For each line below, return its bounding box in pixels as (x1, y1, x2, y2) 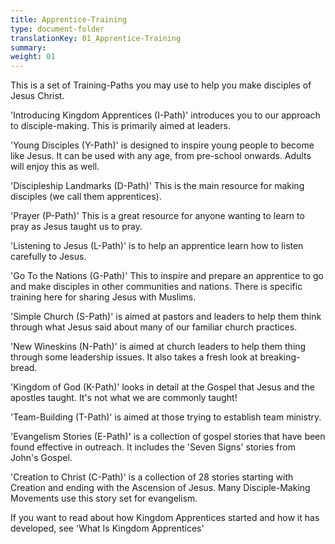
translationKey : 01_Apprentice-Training (10, 33, 182, 43)
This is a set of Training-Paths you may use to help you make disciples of (10, 79, 312, 91)
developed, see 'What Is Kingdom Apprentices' (10, 522, 205, 535)
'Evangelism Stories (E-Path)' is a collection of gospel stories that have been (10, 431, 326, 443)
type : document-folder (10, 24, 105, 34)
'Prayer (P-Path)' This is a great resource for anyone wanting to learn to (10, 210, 305, 222)
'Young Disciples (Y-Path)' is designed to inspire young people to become (10, 139, 315, 151)
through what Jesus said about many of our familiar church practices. (10, 321, 298, 333)
